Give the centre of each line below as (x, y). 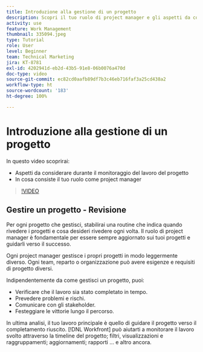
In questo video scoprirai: (38, 161)
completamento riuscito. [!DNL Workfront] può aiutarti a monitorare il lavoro (100, 329)
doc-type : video (27, 74)
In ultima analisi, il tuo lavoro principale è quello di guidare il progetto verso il (101, 323)
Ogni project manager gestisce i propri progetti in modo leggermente (92, 255)
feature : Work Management (39, 29)
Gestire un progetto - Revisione (66, 210)
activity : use (24, 23)
